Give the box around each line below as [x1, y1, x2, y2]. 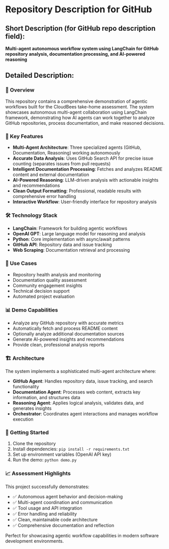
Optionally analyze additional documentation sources [12, 331, 125, 337]
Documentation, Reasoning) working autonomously [12, 149, 121, 156]
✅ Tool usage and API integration [12, 505, 82, 511]
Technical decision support [12, 288, 70, 294]
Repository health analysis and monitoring [12, 271, 101, 277]
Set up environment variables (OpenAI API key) [12, 451, 112, 457]
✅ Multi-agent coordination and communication [12, 499, 113, 505]
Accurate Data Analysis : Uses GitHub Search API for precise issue [12, 155, 154, 161]
